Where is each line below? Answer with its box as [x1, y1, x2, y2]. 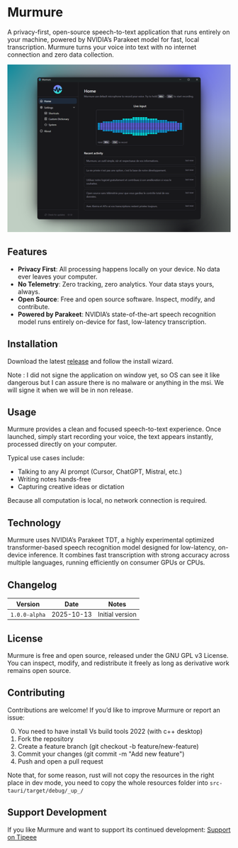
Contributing [7, 687, 65, 699]
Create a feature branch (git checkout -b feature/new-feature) [17, 742, 200, 750]
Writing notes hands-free [17, 475, 91, 484]
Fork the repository [17, 735, 74, 743]
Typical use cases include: [7, 454, 85, 462]
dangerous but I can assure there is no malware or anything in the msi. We [7, 378, 225, 386]
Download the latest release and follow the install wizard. [7, 357, 174, 365]
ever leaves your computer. [17, 272, 98, 281]
